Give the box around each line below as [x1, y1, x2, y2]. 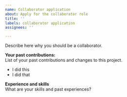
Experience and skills [5, 81, 50, 87]
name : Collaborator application [5, 7, 71, 12]
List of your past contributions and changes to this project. [5, 57, 123, 63]
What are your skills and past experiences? [5, 86, 91, 92]
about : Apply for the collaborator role [5, 12, 89, 16]
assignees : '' [5, 25, 34, 30]
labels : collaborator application [5, 20, 75, 26]
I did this [12, 66, 30, 73]
